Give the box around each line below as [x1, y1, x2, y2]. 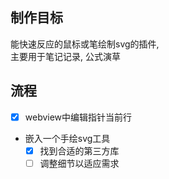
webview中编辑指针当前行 [24, 111, 133, 123]
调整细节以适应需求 [39, 157, 120, 169]
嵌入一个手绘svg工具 [24, 132, 111, 144]
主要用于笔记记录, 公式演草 [10, 50, 121, 62]
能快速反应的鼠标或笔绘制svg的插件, [10, 38, 160, 50]
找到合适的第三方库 [39, 144, 120, 157]
